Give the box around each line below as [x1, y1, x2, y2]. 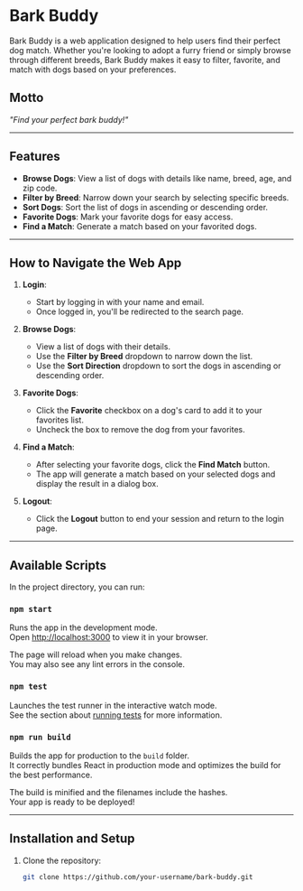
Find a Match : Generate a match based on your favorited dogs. [22, 220, 257, 231]
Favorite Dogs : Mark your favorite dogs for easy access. [22, 211, 234, 222]
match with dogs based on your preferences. [9, 64, 177, 75]
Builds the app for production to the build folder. [9, 750, 190, 761]
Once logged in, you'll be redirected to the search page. [35, 306, 244, 317]
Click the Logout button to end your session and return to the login [35, 514, 285, 524]
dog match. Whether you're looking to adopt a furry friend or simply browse [9, 44, 291, 55]
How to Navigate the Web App [9, 255, 182, 271]
